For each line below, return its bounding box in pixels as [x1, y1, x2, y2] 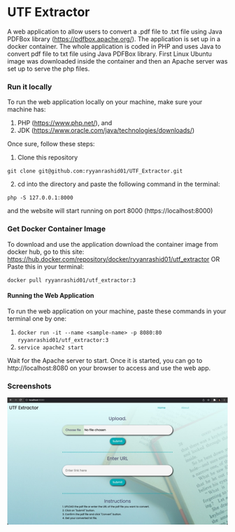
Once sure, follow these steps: [7, 140, 95, 148]
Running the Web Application [7, 292, 94, 300]
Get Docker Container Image [7, 224, 106, 234]
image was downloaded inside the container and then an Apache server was [7, 57, 228, 65]
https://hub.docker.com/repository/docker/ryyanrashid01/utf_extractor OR [7, 254, 220, 263]
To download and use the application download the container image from [7, 240, 218, 248]
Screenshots [7, 381, 52, 391]
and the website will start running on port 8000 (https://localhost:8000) [7, 207, 213, 215]
